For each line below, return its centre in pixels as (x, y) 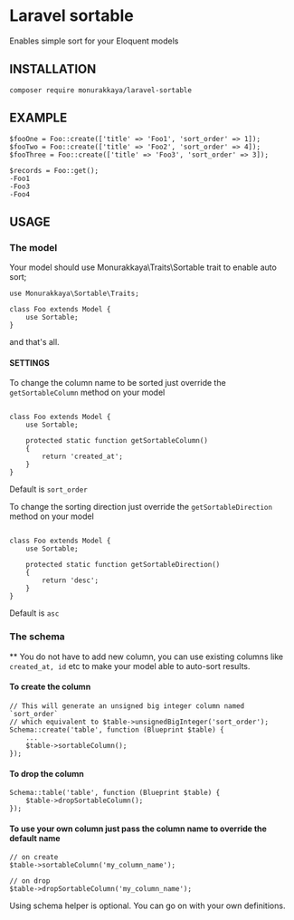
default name (35, 838)
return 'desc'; (71, 580)
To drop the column (47, 773)
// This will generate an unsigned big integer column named (127, 706)
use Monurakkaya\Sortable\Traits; (75, 294)
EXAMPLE (38, 118)
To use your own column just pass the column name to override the (138, 829)
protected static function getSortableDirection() (123, 565)
